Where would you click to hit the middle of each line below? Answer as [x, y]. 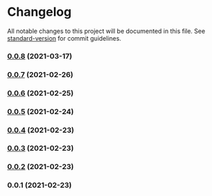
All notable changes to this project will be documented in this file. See [106, 31]
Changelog [39, 12]
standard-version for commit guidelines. [64, 38]
